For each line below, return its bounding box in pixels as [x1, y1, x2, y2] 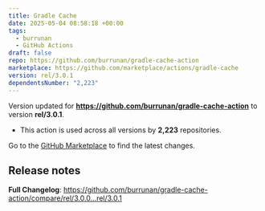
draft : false [8, 49, 52, 57]
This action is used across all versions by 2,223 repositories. [19, 125, 222, 135]
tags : [8, 26, 26, 34]
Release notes [8, 164, 81, 177]
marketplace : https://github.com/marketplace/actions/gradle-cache [8, 64, 239, 72]
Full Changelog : [8, 185, 62, 195]
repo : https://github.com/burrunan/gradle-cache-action [8, 57, 199, 65]
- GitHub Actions [15, 42, 74, 50]
